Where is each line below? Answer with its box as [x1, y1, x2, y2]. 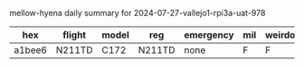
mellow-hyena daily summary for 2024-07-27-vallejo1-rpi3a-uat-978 [9, 8, 266, 18]
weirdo [265, 29, 296, 41]
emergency [184, 29, 234, 41]
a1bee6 [14, 44, 48, 56]
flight [62, 29, 87, 41]
